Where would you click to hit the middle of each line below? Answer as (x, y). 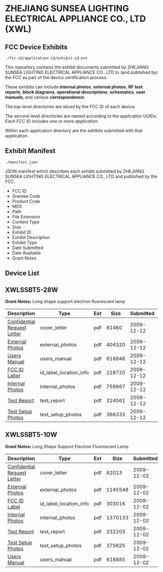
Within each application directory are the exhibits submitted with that (74, 131)
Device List (22, 273)
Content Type (26, 222)
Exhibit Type (24, 242)
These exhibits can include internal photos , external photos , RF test (74, 87)
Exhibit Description (31, 237)
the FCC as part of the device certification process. (56, 77)
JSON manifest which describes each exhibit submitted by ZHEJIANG (75, 171)
